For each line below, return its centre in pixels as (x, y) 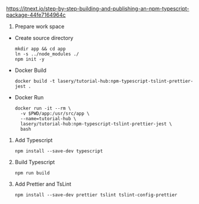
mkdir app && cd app (40, 49)
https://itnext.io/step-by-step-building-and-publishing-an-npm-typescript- (98, 9)
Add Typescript (34, 140)
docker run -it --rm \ (43, 108)
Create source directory (44, 38)
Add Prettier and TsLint (43, 184)
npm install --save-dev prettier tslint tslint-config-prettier (96, 195)
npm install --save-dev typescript (59, 151)
